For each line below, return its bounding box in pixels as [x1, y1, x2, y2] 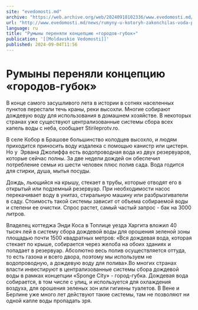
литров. [6, 210, 25, 217]
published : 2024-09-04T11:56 [6, 42, 78, 48]
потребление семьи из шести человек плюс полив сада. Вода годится [6, 161, 184, 168]
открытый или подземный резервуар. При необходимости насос [6, 185, 170, 192]
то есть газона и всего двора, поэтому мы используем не [6, 253, 152, 260]
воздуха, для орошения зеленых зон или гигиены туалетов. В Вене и [6, 285, 180, 292]
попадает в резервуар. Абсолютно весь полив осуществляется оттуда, [6, 247, 187, 254]
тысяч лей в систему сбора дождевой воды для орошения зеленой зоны [6, 228, 190, 235]
